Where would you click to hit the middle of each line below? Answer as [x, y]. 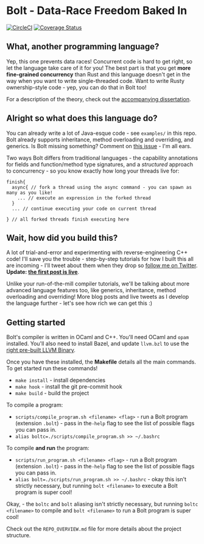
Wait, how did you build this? [62, 238]
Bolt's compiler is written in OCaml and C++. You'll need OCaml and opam [98, 337]
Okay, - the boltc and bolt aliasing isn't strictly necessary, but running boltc [102, 504]
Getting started [36, 322]
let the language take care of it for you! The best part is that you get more [99, 68]
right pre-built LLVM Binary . [41, 350]
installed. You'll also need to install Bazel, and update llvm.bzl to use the [98, 344]
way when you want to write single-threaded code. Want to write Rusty [95, 81]
